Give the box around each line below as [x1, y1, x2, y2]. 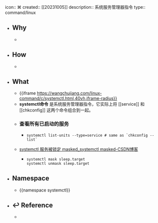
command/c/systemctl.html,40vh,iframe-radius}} [19, 96, 117, 101]
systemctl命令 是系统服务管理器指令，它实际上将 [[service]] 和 [19, 101, 145, 107]
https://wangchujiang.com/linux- [37, 90, 102, 96]
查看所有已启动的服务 [19, 121, 69, 127]
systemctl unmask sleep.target [26, 161, 89, 166]
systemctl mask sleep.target [26, 157, 86, 161]
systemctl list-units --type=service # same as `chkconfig [26, 133, 148, 138]
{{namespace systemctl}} [19, 187, 71, 193]
